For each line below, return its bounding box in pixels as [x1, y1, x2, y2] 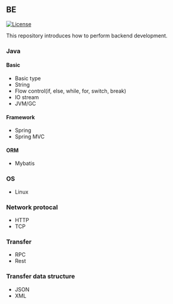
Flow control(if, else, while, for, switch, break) [14, 87, 127, 94]
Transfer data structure [6, 273, 76, 281]
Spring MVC [14, 133, 45, 140]
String [14, 81, 30, 88]
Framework [6, 113, 35, 121]
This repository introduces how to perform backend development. [6, 32, 168, 39]
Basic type [14, 74, 41, 82]
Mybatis [14, 160, 35, 167]
